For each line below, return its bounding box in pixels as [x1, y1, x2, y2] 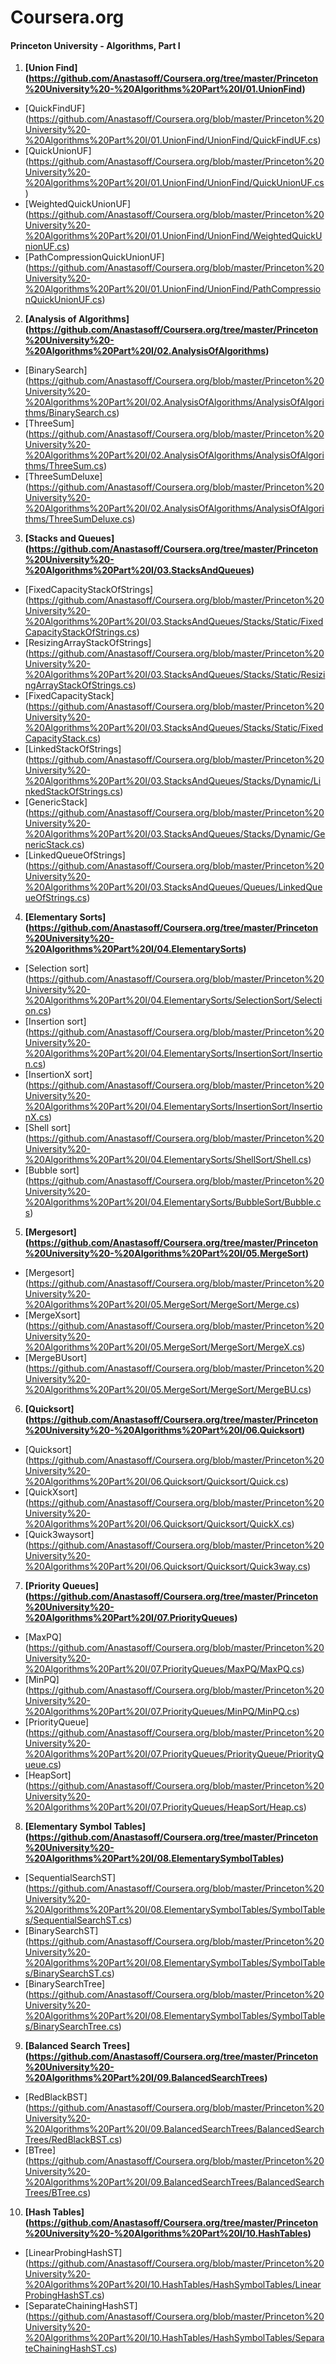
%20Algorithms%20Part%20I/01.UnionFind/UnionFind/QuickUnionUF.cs [24, 177, 325, 189]
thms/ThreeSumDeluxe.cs [24, 513, 133, 525]
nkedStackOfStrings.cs [24, 786, 121, 798]
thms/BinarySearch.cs [24, 407, 117, 419]
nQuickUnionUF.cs [24, 294, 103, 306]
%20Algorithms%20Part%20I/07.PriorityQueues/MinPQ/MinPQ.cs [24, 1706, 297, 1718]
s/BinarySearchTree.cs [24, 2021, 119, 2033]
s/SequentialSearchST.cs [24, 1914, 130, 1926]
